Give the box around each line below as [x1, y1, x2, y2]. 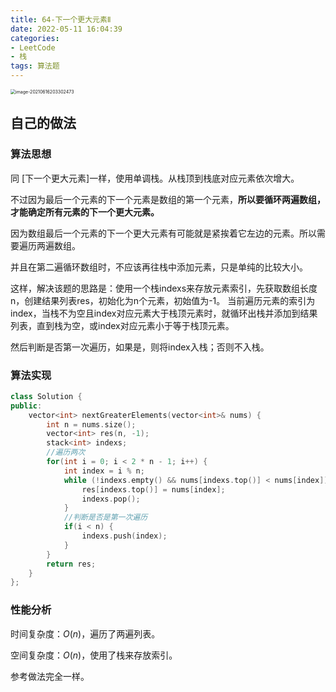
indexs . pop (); [81, 494, 141, 504]
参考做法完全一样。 [10, 670, 90, 682]
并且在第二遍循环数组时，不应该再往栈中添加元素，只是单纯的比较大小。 [10, 261, 308, 273]
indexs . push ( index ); [81, 531, 168, 541]
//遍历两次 [46, 447, 86, 458]
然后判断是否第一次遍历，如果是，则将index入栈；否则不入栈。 [10, 341, 270, 353]
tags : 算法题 [10, 61, 60, 71]
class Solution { [10, 391, 83, 401]
